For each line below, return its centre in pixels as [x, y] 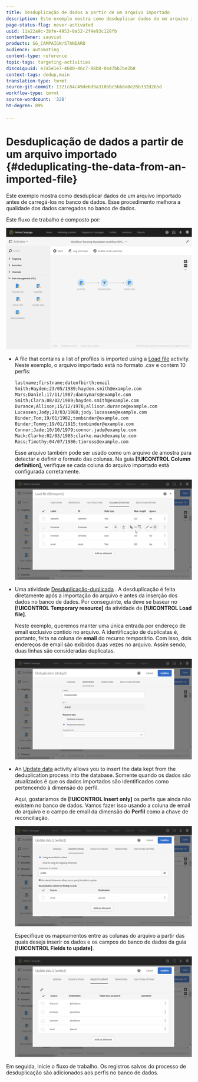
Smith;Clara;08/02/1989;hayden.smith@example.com [77, 401]
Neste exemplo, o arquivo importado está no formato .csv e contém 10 [100, 365]
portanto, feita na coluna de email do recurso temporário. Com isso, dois [103, 638]
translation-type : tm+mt [37, 81]
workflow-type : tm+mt [33, 93]
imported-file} [42, 179]
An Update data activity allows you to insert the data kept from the [95, 769]
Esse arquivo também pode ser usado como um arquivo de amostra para [103, 452]
